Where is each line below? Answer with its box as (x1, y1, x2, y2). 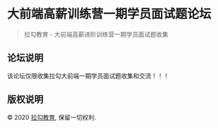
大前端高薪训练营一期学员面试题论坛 (7, 6, 212, 22)
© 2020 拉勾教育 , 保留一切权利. (7, 113, 97, 121)
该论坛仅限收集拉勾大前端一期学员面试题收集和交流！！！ (7, 71, 169, 79)
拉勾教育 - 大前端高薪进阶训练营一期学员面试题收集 (23, 30, 169, 38)
